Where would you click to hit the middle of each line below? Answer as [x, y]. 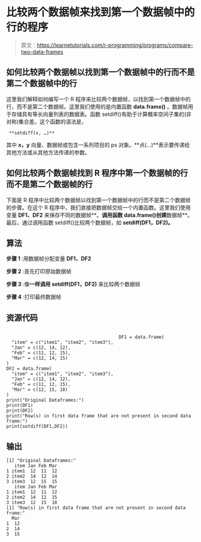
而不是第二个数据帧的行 [49, 185]
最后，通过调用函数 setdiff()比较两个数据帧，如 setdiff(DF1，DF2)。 [90, 222]
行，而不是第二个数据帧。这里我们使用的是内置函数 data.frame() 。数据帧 [97, 106]
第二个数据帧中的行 [42, 84]
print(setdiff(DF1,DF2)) [37, 427]
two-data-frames [42, 52]
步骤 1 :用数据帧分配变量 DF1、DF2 [49, 259]
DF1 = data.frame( [141, 337]
